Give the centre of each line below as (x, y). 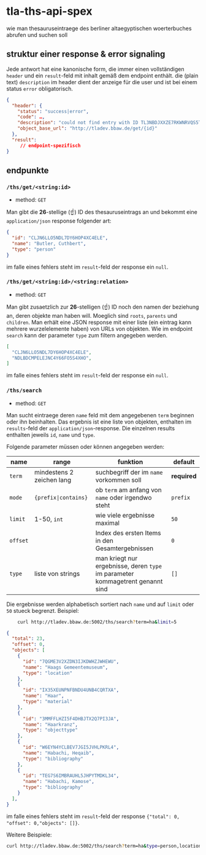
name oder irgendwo (124, 497)
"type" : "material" (47, 702)
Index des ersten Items (128, 533)
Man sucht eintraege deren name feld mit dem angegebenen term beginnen (100, 415)
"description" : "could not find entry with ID (78, 123)
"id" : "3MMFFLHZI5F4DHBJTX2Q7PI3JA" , (71, 719)
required (184, 476)
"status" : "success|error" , (53, 111)
